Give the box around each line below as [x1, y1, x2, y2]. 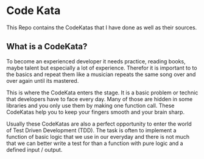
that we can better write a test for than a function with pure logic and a [6, 140, 184, 147]
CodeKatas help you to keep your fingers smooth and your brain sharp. [6, 108, 185, 116]
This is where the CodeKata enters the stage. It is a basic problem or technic [6, 89, 199, 96]
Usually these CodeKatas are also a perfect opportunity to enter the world [6, 120, 192, 127]
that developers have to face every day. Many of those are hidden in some [6, 95, 193, 102]
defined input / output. [6, 146, 63, 153]
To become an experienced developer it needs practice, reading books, [6, 57, 186, 65]
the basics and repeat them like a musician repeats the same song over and [6, 71, 196, 78]
